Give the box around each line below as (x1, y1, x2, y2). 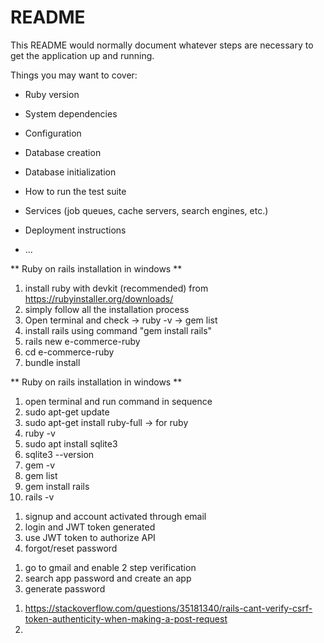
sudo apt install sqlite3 (24, 437, 118, 450)
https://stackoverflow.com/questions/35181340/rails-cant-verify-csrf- (24, 602, 313, 614)
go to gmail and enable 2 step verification (24, 561, 197, 573)
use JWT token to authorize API (24, 531, 156, 543)
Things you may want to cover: (10, 69, 138, 81)
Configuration (24, 127, 82, 139)
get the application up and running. (10, 49, 155, 61)
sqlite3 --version (24, 448, 95, 460)
